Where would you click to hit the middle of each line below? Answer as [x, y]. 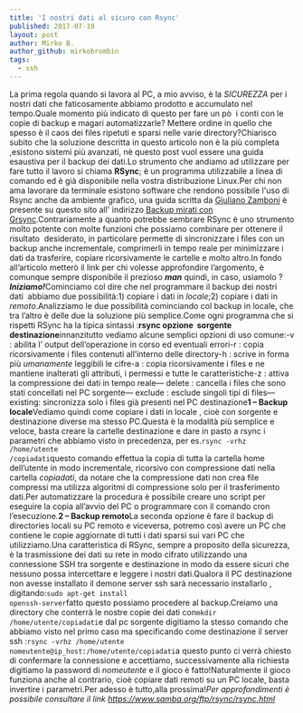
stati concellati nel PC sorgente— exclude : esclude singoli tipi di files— [142, 392]
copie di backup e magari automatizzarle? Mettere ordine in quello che [141, 122]
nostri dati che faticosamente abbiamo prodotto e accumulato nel [131, 103]
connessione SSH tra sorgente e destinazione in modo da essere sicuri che [149, 564]
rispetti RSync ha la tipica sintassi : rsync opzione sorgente [121, 325]
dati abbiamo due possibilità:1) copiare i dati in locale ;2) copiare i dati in [144, 296]
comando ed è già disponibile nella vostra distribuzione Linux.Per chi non [146, 180]
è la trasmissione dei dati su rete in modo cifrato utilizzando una [128, 554]
